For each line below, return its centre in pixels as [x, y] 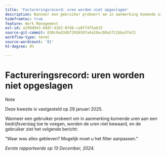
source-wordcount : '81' [30, 42]
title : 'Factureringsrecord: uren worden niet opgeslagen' [67, 10]
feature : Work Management [32, 23]
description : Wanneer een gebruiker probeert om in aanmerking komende [80, 14]
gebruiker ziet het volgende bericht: [41, 129]
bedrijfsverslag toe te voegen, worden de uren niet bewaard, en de [73, 123]
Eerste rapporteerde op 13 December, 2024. [50, 148]
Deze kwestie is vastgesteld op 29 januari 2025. [54, 109]
